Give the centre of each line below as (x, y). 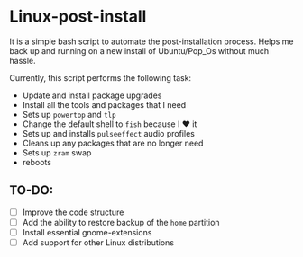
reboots (37, 162)
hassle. (23, 60)
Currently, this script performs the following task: (101, 77)
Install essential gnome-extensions (87, 232)
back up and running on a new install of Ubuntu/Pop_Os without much (139, 50)
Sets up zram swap (57, 152)
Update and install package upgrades (92, 95)
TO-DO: (32, 191)
